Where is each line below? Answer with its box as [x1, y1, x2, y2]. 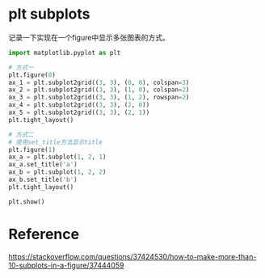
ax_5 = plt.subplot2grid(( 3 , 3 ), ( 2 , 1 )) [8, 108, 150, 117]
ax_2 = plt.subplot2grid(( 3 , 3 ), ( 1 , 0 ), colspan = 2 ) [8, 86, 190, 94]
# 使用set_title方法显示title [8, 138, 103, 146]
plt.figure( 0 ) [8, 70, 57, 79]
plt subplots [8, 5, 90, 23]
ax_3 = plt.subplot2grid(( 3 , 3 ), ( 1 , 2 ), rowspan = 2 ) [8, 94, 190, 102]
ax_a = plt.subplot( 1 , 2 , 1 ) [8, 153, 107, 162]
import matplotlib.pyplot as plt [8, 48, 121, 57]
